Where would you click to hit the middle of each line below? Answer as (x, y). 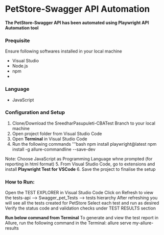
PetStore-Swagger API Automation (78, 9)
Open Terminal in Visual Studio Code (49, 139)
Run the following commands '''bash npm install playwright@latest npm (84, 144)
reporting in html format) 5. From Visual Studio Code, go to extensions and (80, 164)
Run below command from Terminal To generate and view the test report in (82, 218)
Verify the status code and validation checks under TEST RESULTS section (80, 208)
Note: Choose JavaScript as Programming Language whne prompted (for (79, 158)
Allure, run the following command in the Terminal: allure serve (68, 223)
